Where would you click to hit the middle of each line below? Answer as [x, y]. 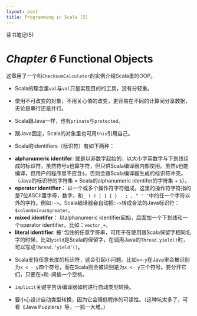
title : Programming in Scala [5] [47, 17]
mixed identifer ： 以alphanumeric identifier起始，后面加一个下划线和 [98, 218]
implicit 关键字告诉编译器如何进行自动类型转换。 [74, 287]
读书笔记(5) [20, 35]
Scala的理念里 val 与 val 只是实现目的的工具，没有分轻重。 [83, 89]
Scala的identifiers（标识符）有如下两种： [65, 146]
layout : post [22, 12]
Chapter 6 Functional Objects [80, 59]
